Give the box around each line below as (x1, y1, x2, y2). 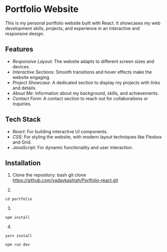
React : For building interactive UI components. (12, 128, 108, 134)
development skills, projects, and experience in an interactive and (5, 25, 140, 31)
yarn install (5, 234, 32, 239)
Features (5, 45, 33, 53)
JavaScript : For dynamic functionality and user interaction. (12, 144, 134, 150)
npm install (5, 215, 30, 220)
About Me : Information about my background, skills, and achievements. (12, 90, 159, 96)
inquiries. (12, 101, 32, 107)
